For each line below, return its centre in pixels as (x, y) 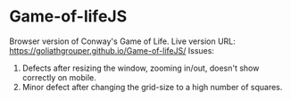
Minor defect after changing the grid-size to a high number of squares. (152, 87)
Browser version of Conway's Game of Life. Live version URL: (123, 41)
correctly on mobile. (59, 77)
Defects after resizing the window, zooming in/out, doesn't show (141, 68)
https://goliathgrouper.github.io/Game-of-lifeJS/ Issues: (112, 50)
